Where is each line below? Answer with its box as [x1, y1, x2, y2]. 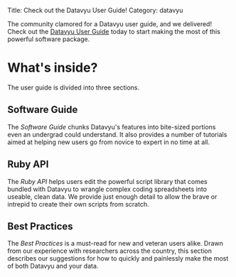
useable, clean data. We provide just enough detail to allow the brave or [7, 192, 218, 201]
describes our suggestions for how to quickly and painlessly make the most [7, 254, 229, 263]
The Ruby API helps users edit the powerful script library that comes [7, 177, 208, 185]
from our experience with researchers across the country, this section [7, 246, 212, 255]
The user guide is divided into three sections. [7, 83, 140, 92]
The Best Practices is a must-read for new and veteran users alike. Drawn [7, 239, 224, 248]
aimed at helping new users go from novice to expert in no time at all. [7, 138, 210, 146]
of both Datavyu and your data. [7, 262, 99, 271]
